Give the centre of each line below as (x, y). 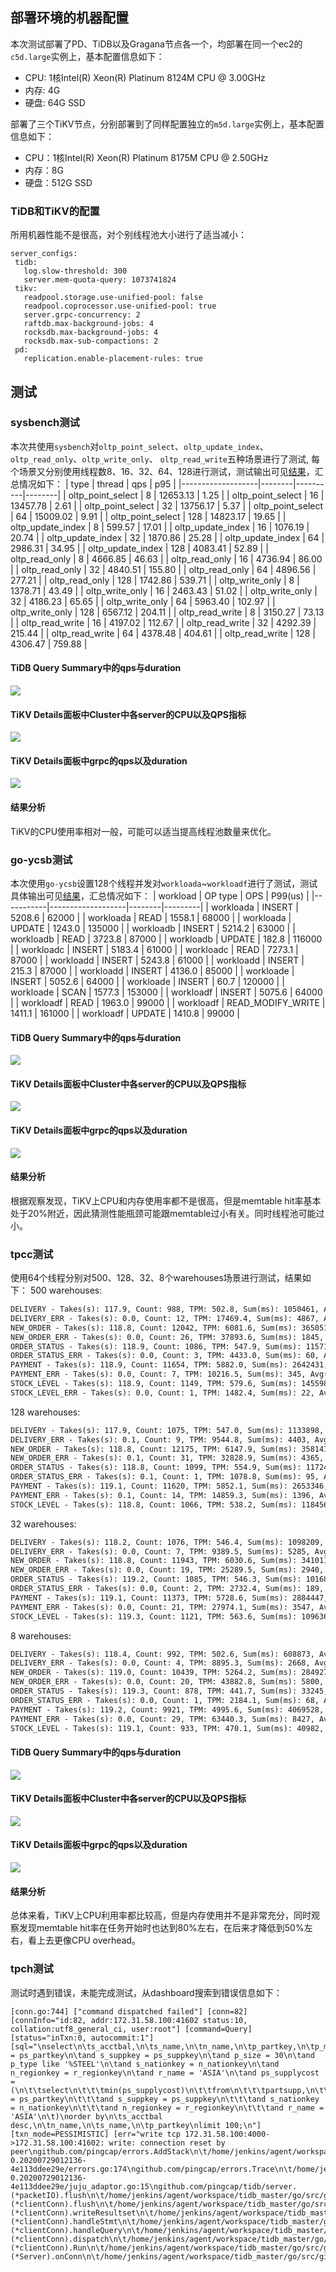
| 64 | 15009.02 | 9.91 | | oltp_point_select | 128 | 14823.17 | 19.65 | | (148, 516)
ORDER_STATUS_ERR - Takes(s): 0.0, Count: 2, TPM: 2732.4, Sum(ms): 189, (167, 1589)
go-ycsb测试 (41, 860)
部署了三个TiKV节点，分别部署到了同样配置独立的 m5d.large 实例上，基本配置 (167, 124)
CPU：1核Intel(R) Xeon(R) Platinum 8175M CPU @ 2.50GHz (146, 157)
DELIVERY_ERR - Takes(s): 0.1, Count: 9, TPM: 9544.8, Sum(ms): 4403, (160, 1439)
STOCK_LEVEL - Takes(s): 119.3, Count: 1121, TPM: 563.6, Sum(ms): (154, 1616)
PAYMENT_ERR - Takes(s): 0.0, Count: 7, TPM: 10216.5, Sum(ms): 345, (158, 1374)
